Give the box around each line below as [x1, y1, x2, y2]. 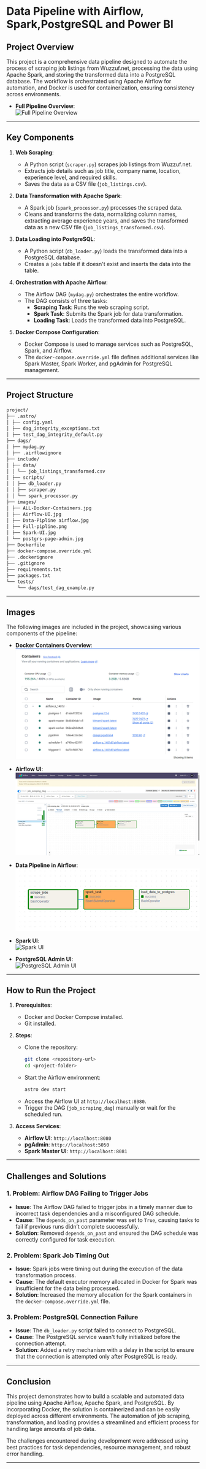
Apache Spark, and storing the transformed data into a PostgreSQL [6, 71, 176, 78]
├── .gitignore [6, 560, 45, 567]
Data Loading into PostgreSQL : [15, 235, 96, 243]
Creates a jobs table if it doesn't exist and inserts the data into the [24, 260, 191, 267]
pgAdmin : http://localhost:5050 [24, 1141, 109, 1148]
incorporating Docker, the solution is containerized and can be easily [6, 1406, 180, 1413]
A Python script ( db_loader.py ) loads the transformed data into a [24, 247, 188, 254]
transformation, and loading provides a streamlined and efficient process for [6, 1419, 199, 1426]
